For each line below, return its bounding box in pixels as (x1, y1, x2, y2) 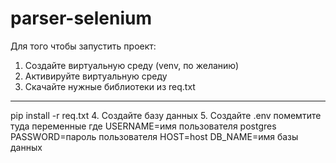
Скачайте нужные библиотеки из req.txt (24, 80, 196, 92)
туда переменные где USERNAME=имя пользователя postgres (10, 120, 277, 132)
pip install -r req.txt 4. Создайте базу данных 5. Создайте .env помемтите (10, 109, 322, 121)
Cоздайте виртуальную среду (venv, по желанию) (24, 59, 240, 71)
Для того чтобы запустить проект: (10, 40, 157, 52)
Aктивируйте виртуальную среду (24, 70, 168, 82)
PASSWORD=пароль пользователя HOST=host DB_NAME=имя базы (10, 130, 299, 142)
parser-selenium (10, 7, 153, 30)
